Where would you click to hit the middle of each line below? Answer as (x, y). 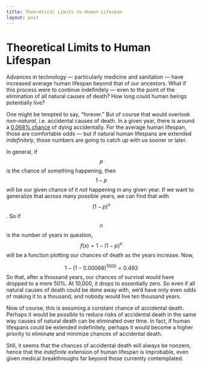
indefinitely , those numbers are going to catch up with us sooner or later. (96, 140)
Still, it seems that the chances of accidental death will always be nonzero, (99, 346)
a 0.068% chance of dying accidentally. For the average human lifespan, (96, 127)
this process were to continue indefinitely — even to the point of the (90, 90)
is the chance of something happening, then (61, 171)
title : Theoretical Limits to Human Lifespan (64, 12)
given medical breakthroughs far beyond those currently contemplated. (95, 358)
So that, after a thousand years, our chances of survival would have (90, 277)
